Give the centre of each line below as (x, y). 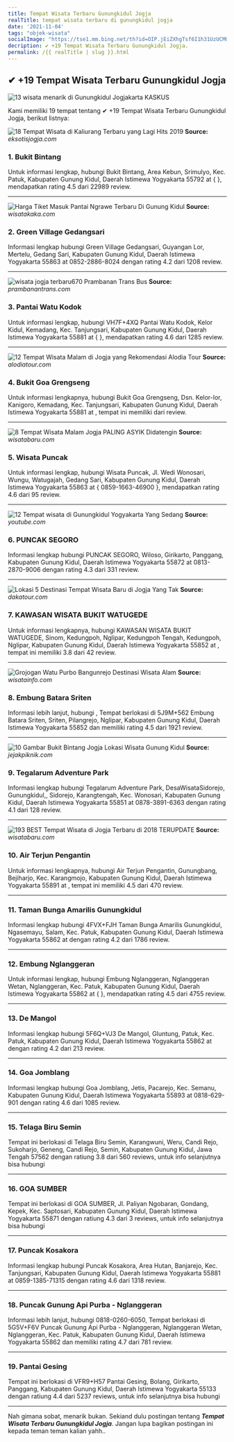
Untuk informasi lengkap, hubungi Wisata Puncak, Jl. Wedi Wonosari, (107, 473)
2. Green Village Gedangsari (56, 232)
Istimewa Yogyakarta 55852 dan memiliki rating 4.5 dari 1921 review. (106, 728)
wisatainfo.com (30, 679)
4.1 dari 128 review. (35, 810)
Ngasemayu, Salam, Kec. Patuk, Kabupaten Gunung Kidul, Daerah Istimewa (116, 932)
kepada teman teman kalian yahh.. (57, 1431)
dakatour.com (28, 597)
